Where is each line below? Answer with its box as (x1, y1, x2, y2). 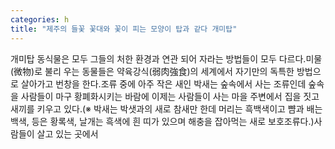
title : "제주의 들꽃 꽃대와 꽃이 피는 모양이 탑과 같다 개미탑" (10, 24, 238, 34)
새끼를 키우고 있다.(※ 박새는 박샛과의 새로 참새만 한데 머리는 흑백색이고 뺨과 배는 (10, 102, 323, 115)
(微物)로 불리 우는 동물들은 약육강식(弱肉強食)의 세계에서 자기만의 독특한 (10, 65, 295, 77)
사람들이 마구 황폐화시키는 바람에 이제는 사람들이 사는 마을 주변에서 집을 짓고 (20, 90, 320, 102)
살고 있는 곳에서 (36, 127, 99, 140)
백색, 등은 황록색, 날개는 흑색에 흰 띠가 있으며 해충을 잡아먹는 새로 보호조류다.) (10, 115, 315, 127)
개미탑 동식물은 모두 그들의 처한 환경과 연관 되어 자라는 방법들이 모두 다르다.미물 (10, 52, 323, 65)
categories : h (10, 14, 70, 25)
